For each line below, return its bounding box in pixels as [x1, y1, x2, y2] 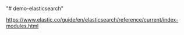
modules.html [6, 23, 39, 29]
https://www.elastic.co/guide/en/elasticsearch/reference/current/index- [6, 16, 179, 23]
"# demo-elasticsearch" [6, 5, 64, 12]
